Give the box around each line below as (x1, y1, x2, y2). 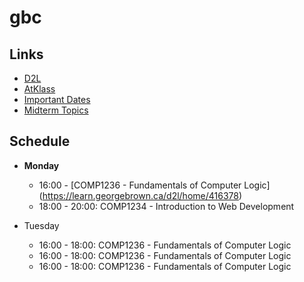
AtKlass (23, 83, 56, 95)
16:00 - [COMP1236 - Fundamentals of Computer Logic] (38, 179, 271, 191)
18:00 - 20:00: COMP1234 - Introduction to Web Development (38, 200, 295, 212)
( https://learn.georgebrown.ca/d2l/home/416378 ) (38, 189, 243, 201)
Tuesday (23, 219, 60, 231)
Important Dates (23, 94, 91, 105)
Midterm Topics (23, 104, 89, 116)
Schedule (9, 133, 71, 150)
